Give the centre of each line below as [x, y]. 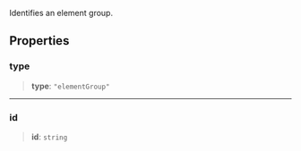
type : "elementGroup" [70, 86]
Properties [39, 41]
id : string [49, 137]
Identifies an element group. [61, 13]
